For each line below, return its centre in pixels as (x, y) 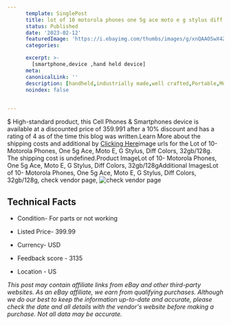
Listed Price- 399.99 (46, 232)
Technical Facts (42, 202)
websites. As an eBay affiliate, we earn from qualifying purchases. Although (115, 292)
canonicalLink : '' (52, 77)
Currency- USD (39, 245)
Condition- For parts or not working (67, 218)
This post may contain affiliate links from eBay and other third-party (104, 284)
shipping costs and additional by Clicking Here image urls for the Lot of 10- (112, 144)
